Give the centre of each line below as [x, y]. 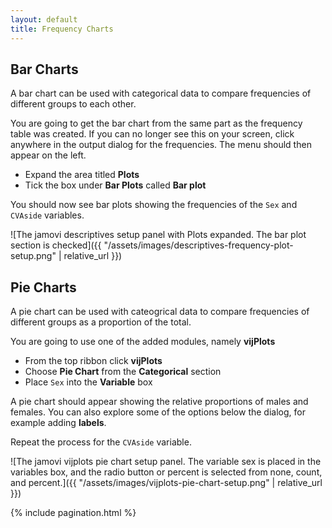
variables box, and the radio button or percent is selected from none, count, [166, 472]
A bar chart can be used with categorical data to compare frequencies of [161, 93]
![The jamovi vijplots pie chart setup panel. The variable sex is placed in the [166, 462]
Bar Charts [44, 69]
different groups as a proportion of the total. [101, 322]
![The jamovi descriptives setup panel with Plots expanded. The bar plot [158, 235]
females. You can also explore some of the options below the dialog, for [158, 412]
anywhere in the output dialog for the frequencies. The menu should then [161, 145]
